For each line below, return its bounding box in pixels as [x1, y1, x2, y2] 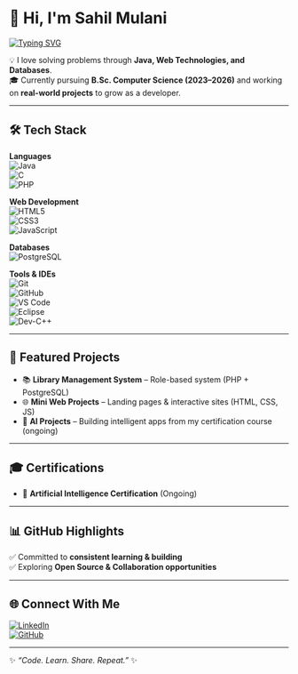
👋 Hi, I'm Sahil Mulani [9, 8, 168, 28]
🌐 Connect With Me [9, 596, 121, 612]
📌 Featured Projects [9, 350, 121, 365]
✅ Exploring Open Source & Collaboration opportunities [9, 562, 217, 573]
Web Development [9, 196, 80, 207]
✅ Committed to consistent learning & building [9, 551, 183, 563]
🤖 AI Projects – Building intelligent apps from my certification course [21, 415, 272, 426]
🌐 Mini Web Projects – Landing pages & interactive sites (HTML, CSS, [21, 396, 278, 407]
